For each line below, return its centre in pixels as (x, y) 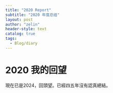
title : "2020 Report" (28, 10)
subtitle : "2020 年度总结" (32, 15)
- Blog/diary (24, 43)
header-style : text (26, 29)
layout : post (19, 19)
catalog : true (20, 34)
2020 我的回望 (36, 70)
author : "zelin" (22, 24)
